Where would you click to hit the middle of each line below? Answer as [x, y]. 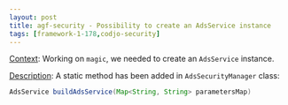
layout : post [33, 17]
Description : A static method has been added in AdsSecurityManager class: [144, 76]
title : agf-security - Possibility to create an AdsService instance [140, 26]
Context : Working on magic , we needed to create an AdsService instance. [142, 59]
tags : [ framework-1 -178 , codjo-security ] [85, 34]
